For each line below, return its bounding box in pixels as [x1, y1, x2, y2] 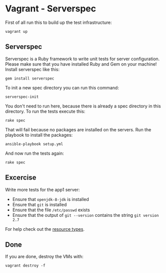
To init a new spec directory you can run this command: [5, 85, 119, 91]
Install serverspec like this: [5, 66, 60, 72]
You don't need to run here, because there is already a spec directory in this [5, 103, 161, 109]
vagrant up [5, 29, 28, 34]
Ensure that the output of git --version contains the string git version [12, 212, 159, 218]
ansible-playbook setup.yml [5, 141, 64, 147]
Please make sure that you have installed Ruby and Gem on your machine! [5, 61, 157, 67]
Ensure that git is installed [12, 201, 67, 207]
